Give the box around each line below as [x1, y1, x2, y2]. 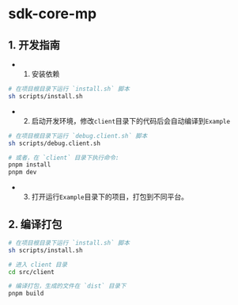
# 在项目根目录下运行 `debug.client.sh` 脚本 [8, 132, 148, 139]
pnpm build [8, 290, 44, 298]
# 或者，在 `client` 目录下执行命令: [8, 154, 119, 162]
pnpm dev [8, 168, 37, 177]
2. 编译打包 [8, 217, 62, 231]
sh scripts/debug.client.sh [8, 139, 101, 147]
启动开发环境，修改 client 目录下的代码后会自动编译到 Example [31, 116, 231, 125]
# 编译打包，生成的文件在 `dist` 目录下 [8, 282, 127, 290]
